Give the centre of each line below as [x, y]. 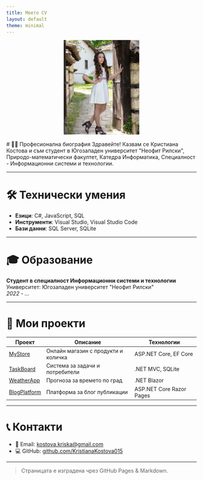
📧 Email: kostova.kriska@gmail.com [59, 444]
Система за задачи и [73, 366]
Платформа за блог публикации [87, 392]
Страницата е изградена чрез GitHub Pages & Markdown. [95, 471]
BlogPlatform [25, 392]
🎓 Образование [50, 260]
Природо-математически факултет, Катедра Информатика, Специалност [101, 157]
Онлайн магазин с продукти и [85, 351]
